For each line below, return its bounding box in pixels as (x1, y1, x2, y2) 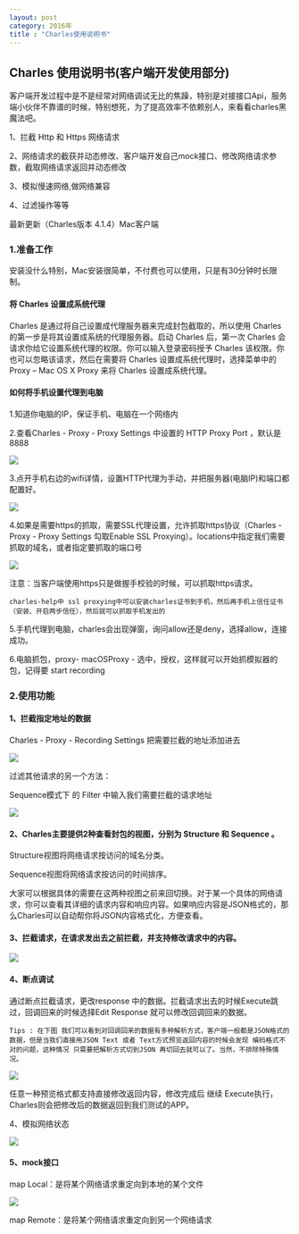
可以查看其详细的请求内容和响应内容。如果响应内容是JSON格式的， (32, 899, 281, 910)
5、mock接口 (9, 1157, 60, 1168)
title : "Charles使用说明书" (9, 29, 112, 38)
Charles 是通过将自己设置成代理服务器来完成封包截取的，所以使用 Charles (9, 320, 282, 331)
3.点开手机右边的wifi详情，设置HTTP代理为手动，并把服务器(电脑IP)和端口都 (9, 473, 290, 483)
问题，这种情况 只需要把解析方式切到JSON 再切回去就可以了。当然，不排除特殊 (21, 1045, 273, 1054)
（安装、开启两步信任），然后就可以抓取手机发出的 (9, 607, 166, 616)
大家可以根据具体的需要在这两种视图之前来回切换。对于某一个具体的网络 (9, 888, 275, 899)
